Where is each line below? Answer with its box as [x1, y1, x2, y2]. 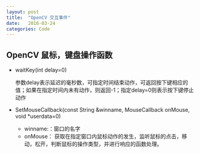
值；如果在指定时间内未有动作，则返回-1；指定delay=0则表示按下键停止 [15, 86, 195, 94]
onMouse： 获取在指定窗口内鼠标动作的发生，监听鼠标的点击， [24, 133, 182, 140]
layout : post [6, 8, 39, 15]
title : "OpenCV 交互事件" [6, 15, 71, 21]
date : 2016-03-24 [6, 20, 56, 26]
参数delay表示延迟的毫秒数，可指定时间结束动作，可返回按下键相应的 [15, 79, 188, 86]
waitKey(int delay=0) [15, 66, 67, 73]
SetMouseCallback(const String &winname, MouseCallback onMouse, [15, 106, 190, 114]
